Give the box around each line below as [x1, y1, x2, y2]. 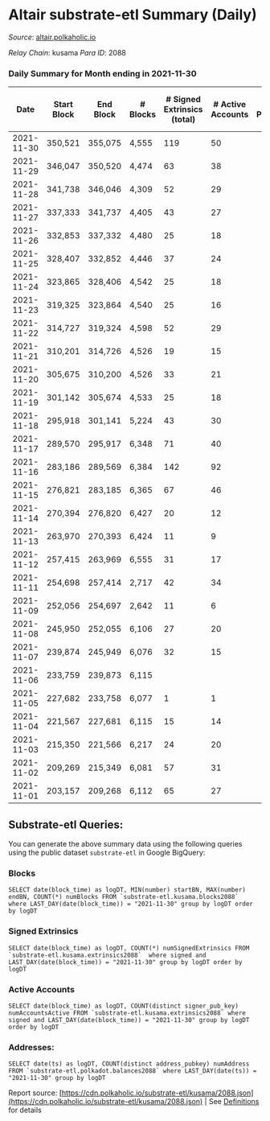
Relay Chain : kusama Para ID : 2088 [8, 47, 127, 57]
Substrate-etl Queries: [8, 818, 124, 831]
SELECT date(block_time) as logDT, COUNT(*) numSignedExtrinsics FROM [8, 944, 250, 952]
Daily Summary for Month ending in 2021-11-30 [8, 68, 197, 79]
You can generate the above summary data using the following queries [8, 839, 243, 849]
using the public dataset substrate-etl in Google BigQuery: [8, 847, 206, 858]
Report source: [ [8, 1088, 63, 1098]
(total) [171, 114, 195, 126]
